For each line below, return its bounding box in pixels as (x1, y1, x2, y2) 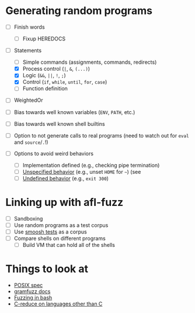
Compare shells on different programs (13, 235, 106, 242)
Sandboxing (13, 215, 43, 222)
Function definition (22, 85, 68, 92)
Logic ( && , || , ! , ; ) (22, 72, 66, 79)
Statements (13, 47, 42, 54)
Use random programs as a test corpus (13, 221, 109, 229)
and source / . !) (13, 139, 48, 146)
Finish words (13, 23, 45, 30)
